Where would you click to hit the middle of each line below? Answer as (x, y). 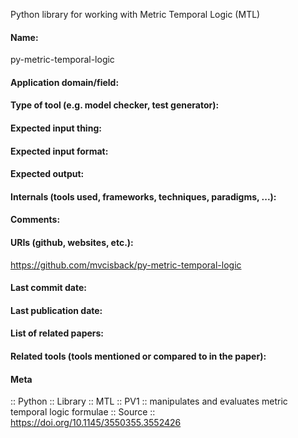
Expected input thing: (56, 128)
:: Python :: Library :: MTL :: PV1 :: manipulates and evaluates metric (149, 401)
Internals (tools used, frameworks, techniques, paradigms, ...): (143, 196)
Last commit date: (48, 288)
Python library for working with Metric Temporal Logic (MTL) (135, 14)
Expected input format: (59, 151)
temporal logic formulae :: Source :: (83, 412)
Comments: (35, 220)
